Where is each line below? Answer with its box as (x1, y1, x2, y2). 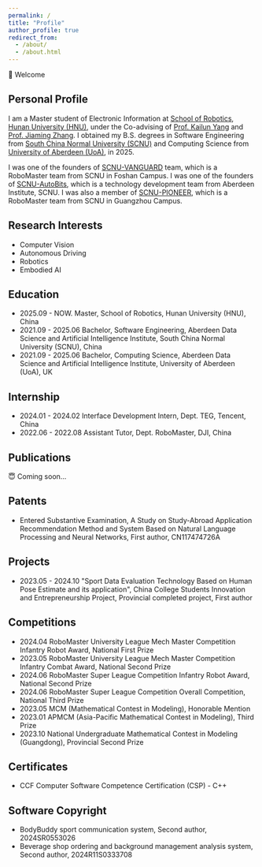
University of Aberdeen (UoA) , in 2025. (8, 147, 135, 156)
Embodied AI (19, 265, 61, 275)
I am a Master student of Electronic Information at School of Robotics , (8, 114, 234, 123)
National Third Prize (19, 695, 84, 704)
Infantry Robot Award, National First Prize (19, 645, 154, 655)
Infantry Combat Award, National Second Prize (19, 662, 172, 671)
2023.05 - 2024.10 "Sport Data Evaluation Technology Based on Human (19, 576, 253, 585)
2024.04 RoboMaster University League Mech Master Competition (19, 637, 236, 646)
